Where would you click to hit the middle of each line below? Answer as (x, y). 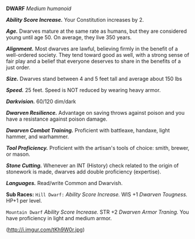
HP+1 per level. (24, 201)
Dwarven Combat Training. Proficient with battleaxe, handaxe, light (88, 130)
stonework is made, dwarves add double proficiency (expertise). (84, 172)
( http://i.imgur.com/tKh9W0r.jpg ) (45, 230)
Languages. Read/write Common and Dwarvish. (65, 183)
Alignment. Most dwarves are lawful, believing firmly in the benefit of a (92, 49)
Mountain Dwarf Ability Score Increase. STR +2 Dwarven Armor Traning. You (97, 212)
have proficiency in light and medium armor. (59, 218)
